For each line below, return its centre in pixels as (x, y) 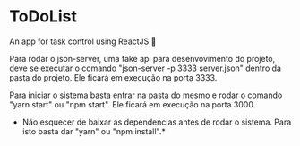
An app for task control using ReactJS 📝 (83, 41)
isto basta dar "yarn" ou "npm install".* (94, 131)
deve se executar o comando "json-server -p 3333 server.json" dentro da (146, 68)
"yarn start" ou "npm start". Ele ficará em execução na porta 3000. (133, 104)
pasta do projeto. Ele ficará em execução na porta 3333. (113, 77)
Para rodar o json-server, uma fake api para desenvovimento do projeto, (142, 58)
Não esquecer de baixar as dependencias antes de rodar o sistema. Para (157, 122)
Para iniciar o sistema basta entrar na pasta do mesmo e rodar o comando (146, 95)
